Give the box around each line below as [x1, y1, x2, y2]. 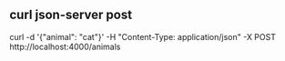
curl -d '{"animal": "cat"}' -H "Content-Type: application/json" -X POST [9, 31, 276, 42]
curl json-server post [9, 7, 133, 23]
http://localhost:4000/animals [9, 41, 121, 52]
